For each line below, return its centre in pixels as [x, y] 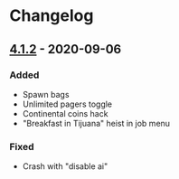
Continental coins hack [65, 113]
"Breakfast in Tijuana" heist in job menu [96, 123]
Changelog [52, 16]
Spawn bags [46, 94]
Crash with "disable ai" [65, 166]
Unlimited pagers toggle [67, 104]
